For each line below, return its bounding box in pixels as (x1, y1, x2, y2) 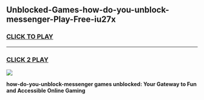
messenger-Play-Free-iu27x (6, 15, 117, 25)
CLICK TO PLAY (6, 33, 53, 41)
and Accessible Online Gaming (6, 87, 86, 94)
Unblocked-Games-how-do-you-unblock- (6, 5, 169, 15)
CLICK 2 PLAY (6, 55, 49, 64)
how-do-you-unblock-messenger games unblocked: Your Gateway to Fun (6, 80, 197, 87)
